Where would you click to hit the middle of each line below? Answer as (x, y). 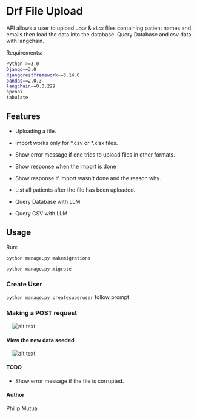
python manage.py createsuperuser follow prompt (68, 297)
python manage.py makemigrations (48, 258)
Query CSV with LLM (41, 213)
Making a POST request (42, 312)
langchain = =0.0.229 (31, 86)
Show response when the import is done (65, 166)
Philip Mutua (22, 408)
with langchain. (25, 41)
